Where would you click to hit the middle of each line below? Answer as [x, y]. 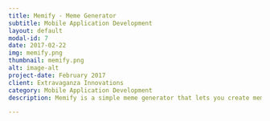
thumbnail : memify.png [46, 61]
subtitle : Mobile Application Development [80, 23]
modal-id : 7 [28, 38]
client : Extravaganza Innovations [66, 83]
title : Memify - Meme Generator [62, 16]
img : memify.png [35, 53]
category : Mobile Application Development [80, 90]
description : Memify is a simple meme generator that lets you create [129, 98]
